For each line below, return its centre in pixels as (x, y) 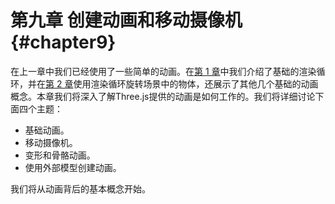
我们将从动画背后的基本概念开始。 (80, 188)
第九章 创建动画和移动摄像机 (126, 20)
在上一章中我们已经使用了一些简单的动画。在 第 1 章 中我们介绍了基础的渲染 (163, 71)
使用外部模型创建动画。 (73, 167)
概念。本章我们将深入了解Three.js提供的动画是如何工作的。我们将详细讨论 (163, 96)
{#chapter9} (63, 42)
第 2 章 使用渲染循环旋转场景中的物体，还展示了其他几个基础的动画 (182, 83)
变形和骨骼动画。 (60, 155)
